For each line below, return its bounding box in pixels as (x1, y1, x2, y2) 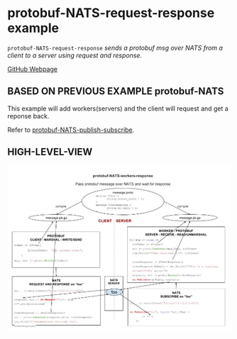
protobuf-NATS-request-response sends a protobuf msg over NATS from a (7, 43, 224, 52)
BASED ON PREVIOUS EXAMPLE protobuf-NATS (7, 85, 224, 97)
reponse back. (7, 111, 50, 120)
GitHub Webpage (7, 65, 58, 73)
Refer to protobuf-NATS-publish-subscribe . (7, 126, 135, 134)
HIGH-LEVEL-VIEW (7, 146, 93, 158)
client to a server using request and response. (7, 51, 143, 60)
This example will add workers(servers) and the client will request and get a (7, 104, 228, 113)
